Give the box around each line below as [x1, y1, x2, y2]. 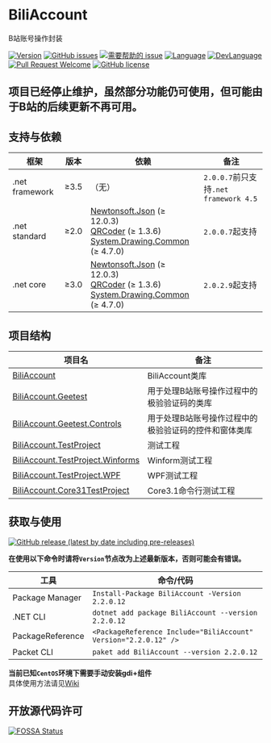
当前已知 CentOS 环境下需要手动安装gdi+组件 [8, 668, 152, 678]
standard [12, 231, 47, 242]
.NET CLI [12, 611, 46, 622]
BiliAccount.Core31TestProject [12, 484, 130, 495]
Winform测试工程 [147, 454, 213, 465]
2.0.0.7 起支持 [203, 226, 257, 237]
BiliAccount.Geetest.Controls [12, 418, 123, 429]
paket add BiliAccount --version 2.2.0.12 [92, 647, 258, 657]
